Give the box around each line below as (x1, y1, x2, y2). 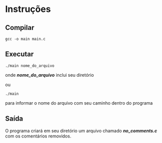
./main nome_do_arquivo (5, 63, 55, 68)
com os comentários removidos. (5, 133, 71, 139)
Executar (5, 50, 34, 58)
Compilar (5, 23, 34, 32)
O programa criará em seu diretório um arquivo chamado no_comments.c (5, 128, 158, 134)
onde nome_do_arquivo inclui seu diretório (5, 72, 94, 78)
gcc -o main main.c (5, 36, 46, 41)
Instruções (5, 3, 51, 15)
